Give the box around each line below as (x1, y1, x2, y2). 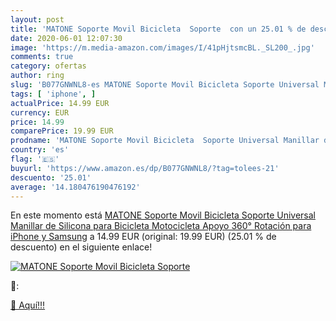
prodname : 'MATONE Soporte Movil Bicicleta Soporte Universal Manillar (10, 136, 320, 146)
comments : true (10, 52, 74, 62)
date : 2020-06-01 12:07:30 (10, 33, 123, 43)
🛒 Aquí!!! (10, 299, 46, 311)
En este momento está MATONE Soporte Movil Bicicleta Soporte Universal (10, 209, 316, 221)
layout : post (10, 14, 65, 25)
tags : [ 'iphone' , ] (10, 89, 97, 99)
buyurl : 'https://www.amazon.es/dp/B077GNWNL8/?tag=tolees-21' (10, 163, 280, 173)
